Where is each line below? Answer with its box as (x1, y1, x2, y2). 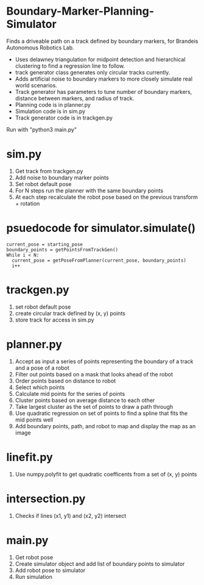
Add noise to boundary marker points (15, 174, 109, 181)
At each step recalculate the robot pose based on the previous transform (15, 193, 198, 201)
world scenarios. (15, 81, 58, 89)
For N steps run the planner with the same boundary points (15, 187, 163, 194)
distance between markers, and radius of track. (15, 95, 135, 102)
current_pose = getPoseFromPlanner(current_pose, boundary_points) (12, 257, 187, 264)
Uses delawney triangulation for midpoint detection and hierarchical (15, 56, 186, 63)
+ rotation (15, 199, 40, 207)
